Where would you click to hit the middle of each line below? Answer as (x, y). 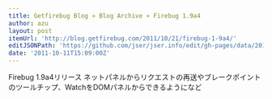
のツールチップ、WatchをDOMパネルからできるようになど (105, 87)
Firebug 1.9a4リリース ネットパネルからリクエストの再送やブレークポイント (135, 77)
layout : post (30, 31)
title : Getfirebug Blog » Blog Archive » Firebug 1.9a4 (104, 16)
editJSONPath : (32, 46)
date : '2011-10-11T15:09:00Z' (59, 53)
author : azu (28, 23)
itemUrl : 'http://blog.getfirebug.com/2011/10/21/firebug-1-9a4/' (123, 38)
